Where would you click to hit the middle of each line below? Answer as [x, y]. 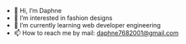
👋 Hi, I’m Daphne [38, 11]
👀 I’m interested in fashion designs [63, 18]
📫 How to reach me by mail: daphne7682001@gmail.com [96, 33]
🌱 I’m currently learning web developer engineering [87, 25]
